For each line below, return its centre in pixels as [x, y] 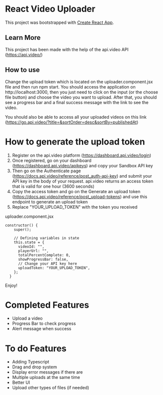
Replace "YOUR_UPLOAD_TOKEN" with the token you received [75, 207]
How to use [22, 70]
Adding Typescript [31, 362]
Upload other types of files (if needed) [51, 388]
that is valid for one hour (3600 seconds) [53, 186]
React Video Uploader [50, 9]
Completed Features [47, 305]
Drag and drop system [35, 367]
